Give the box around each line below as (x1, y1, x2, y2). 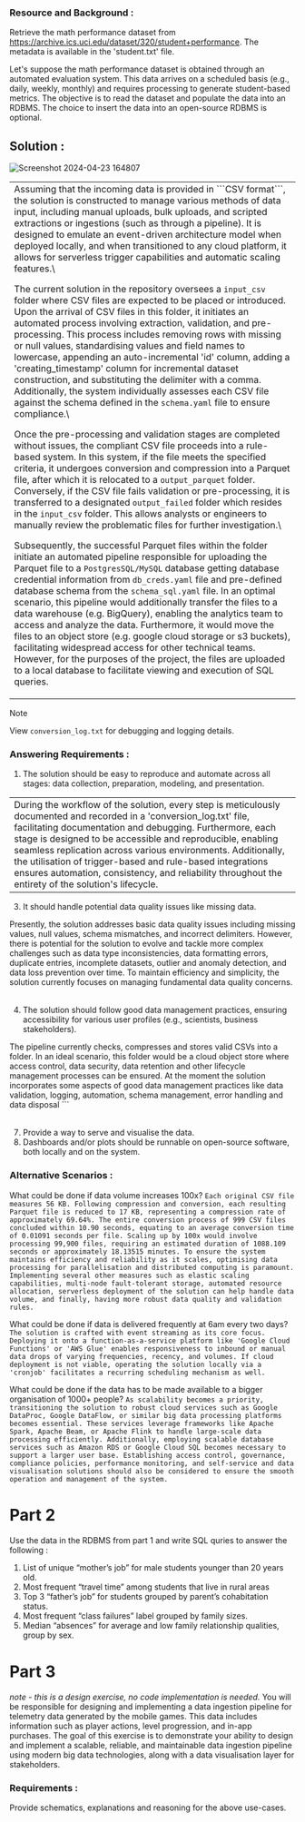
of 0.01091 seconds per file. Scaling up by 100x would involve (9, 1231, 258, 1240)
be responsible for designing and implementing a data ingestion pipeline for (9, 1700, 292, 1712)
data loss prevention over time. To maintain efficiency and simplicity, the (9, 967, 280, 978)
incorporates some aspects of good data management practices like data (9, 1080, 284, 1091)
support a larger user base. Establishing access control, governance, (9, 1451, 286, 1460)
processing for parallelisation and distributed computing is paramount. (9, 1263, 295, 1272)
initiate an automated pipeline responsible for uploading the (14, 551, 268, 564)
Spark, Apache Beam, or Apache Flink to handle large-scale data (9, 1427, 261, 1436)
